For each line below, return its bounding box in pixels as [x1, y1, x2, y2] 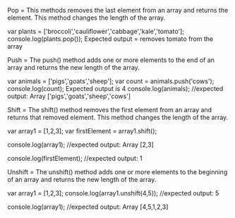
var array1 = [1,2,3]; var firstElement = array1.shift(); [7, 127, 157, 135]
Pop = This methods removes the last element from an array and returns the [7, 6, 229, 14]
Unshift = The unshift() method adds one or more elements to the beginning [7, 168, 228, 176]
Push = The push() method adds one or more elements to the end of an [7, 56, 215, 64]
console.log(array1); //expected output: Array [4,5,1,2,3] [7, 202, 169, 211]
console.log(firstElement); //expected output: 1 [7, 155, 143, 162]
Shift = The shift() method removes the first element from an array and [7, 106, 212, 114]
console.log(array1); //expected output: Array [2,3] [7, 140, 154, 149]
